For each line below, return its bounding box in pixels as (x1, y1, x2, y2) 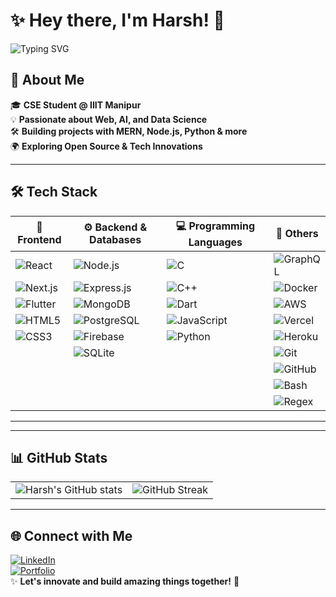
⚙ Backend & (83, 220, 148, 234)
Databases (89, 233, 142, 247)
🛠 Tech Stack (10, 184, 98, 201)
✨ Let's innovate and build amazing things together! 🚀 (10, 575, 240, 588)
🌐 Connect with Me (10, 527, 133, 544)
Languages (188, 235, 243, 249)
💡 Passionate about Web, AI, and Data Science (10, 113, 208, 125)
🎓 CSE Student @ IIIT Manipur (10, 99, 142, 111)
